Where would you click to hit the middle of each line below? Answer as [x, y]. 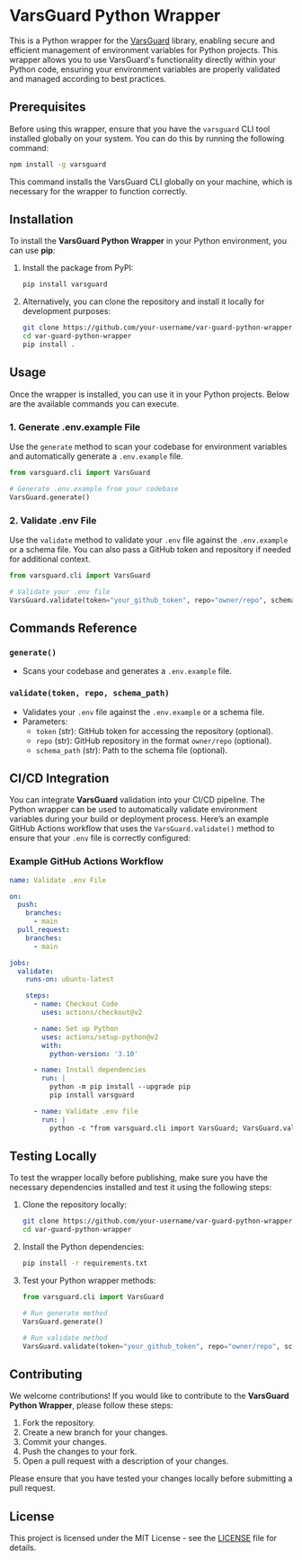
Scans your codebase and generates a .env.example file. [127, 671]
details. [23, 1547]
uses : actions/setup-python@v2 [100, 1037]
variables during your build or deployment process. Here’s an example [139, 819]
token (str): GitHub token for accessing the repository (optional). [155, 731]
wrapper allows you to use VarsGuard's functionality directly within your [143, 59]
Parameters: [45, 722]
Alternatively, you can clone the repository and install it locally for [143, 301]
